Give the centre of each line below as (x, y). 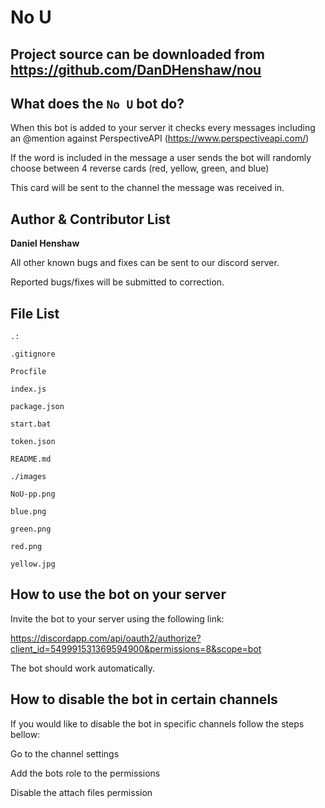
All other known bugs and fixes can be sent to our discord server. (145, 263)
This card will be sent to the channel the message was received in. (147, 188)
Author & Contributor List (90, 219)
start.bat (31, 424)
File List (35, 313)
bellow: (25, 734)
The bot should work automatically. (83, 668)
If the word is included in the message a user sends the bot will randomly (161, 158)
